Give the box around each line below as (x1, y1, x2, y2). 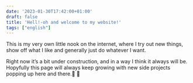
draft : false (6, 14, 38, 20)
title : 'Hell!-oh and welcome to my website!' (6, 19, 122, 25)
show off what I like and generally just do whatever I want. (6, 47, 146, 54)
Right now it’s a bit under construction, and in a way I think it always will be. (6, 58, 188, 65)
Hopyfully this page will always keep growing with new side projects (6, 64, 171, 71)
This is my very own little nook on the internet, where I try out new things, (6, 41, 183, 48)
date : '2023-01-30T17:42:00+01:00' (6, 8, 93, 15)
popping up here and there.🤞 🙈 (6, 70, 80, 77)
